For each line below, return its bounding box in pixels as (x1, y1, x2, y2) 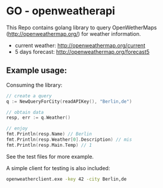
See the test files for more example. (6, 153, 94, 160)
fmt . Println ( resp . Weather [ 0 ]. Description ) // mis (6, 137, 133, 143)
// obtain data (6, 109, 44, 115)
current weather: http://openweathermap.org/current (14, 42, 146, 49)
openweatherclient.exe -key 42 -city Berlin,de (6, 176, 127, 182)
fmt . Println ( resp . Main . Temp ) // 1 (6, 142, 93, 148)
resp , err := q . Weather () (6, 115, 70, 121)
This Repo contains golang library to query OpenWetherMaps (6, 24, 157, 31)
